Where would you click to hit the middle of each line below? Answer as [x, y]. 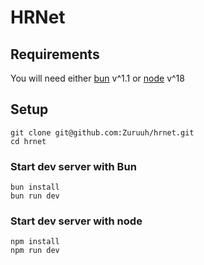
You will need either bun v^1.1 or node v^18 [97, 78]
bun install [35, 187]
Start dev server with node [76, 221]
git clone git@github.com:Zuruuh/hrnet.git [102, 132]
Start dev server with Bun [73, 166]
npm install [35, 242]
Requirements [55, 54]
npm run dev [35, 251]
